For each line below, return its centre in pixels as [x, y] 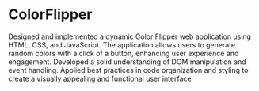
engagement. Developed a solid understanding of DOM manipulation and [128, 62]
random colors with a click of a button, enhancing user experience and [124, 53]
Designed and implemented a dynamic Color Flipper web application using [130, 36]
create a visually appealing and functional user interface [100, 78]
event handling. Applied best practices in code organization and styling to [128, 70]
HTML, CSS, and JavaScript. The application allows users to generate [122, 44]
